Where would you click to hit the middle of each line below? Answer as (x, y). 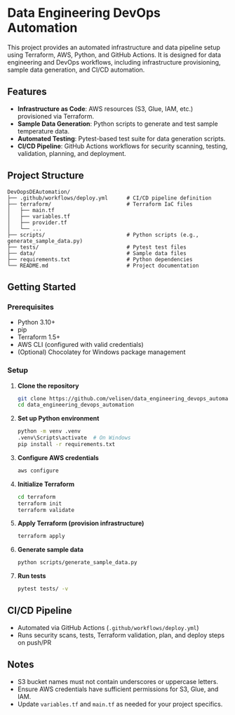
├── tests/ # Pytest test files (97, 247)
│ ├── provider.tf (38, 223)
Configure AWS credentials (58, 457)
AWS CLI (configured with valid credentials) (80, 345)
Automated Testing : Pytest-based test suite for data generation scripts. (121, 138)
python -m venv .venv (49, 431)
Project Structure (46, 176)
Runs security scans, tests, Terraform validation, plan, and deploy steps (121, 635)
